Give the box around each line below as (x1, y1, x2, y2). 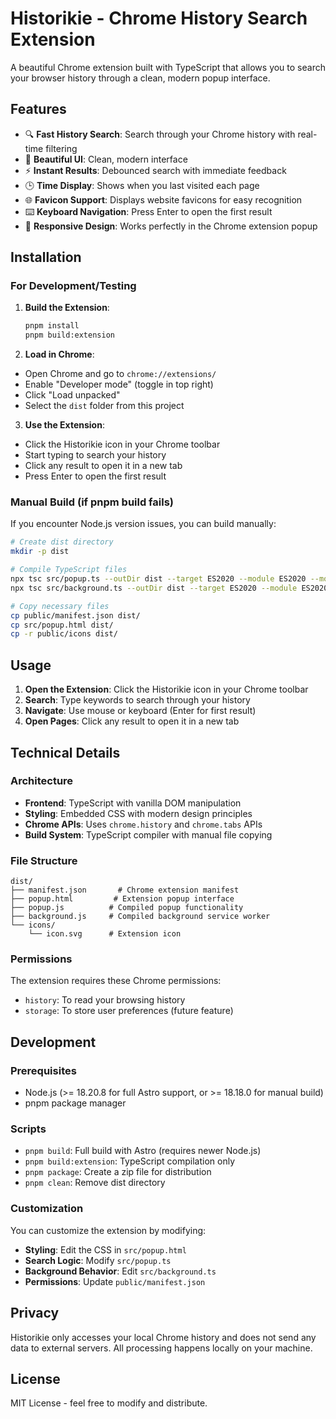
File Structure (10, 853, 78, 867)
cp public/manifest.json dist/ (10, 610, 141, 621)
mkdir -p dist (10, 547, 70, 557)
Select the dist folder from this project (24, 400, 185, 412)
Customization (10, 1202, 84, 1216)
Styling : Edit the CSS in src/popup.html (24, 1243, 187, 1256)
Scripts (10, 1122, 47, 1136)
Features (10, 101, 67, 118)
